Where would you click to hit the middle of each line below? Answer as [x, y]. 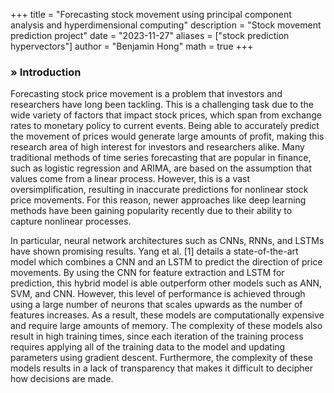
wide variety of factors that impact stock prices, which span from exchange [166, 115]
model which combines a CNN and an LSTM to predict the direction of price [166, 262]
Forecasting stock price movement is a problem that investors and [146, 94]
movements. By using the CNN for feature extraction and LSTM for [147, 273]
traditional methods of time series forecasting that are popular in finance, [161, 158]
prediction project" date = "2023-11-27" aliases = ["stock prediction [150, 35]
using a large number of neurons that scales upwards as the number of [156, 305]
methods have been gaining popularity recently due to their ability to [151, 211]
